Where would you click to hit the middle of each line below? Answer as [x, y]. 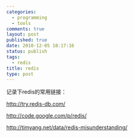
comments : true [25, 29]
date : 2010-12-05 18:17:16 [40, 46]
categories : [21, 12]
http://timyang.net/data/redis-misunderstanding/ [67, 127]
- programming [29, 18]
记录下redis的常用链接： [36, 92]
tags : [13, 57]
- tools [22, 23]
